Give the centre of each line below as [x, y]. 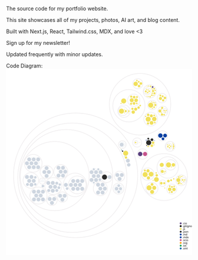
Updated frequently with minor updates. [55, 54]
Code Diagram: [24, 66]
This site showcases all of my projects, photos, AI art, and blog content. [93, 20]
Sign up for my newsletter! [38, 43]
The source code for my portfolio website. [57, 9]
